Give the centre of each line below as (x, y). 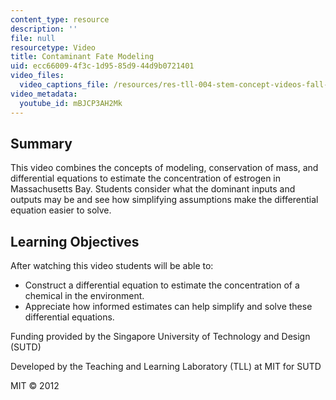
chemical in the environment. (84, 296)
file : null (33, 38)
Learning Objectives (75, 241)
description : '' (44, 29)
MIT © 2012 (35, 386)
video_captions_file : (64, 85)
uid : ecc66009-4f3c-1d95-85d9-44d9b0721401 (102, 66)
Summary (41, 143)
